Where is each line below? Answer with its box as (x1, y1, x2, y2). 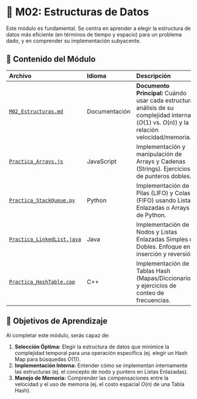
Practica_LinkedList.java (9, 236, 81, 243)
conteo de (136, 289, 164, 297)
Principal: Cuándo (136, 89, 186, 97)
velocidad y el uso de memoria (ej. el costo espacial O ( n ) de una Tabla (14, 380, 185, 387)
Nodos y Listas (136, 227, 178, 236)
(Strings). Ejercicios (136, 165, 191, 173)
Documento (136, 82, 170, 90)
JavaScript (87, 157, 117, 165)
